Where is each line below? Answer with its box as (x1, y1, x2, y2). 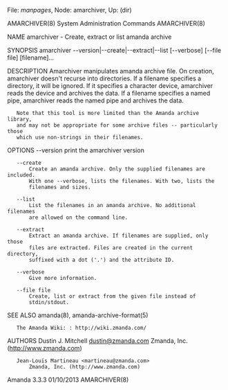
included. (7, 172, 36, 179)
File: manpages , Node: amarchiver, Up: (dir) (7, 6, 133, 14)
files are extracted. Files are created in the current (28, 245, 193, 251)
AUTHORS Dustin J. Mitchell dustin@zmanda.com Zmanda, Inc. (7, 337, 188, 345)
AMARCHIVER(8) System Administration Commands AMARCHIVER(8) (7, 19, 206, 27)
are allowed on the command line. (28, 214, 129, 221)
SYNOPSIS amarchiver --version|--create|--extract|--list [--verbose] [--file (7, 46, 222, 54)
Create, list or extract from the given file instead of (28, 293, 196, 300)
